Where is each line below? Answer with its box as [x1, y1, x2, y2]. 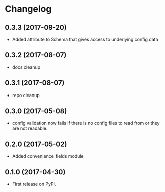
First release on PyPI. [12, 181, 56, 187]
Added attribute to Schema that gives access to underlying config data [12, 36, 158, 42]
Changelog [5, 3, 52, 15]
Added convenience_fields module [12, 153, 84, 159]
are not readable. [12, 125, 48, 131]
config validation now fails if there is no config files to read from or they [12, 120, 160, 126]
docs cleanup [12, 64, 41, 70]
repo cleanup [12, 92, 40, 98]
